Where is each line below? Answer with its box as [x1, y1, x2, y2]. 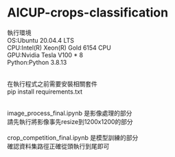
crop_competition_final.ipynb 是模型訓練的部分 [7, 133, 139, 142]
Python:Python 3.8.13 [7, 58, 67, 66]
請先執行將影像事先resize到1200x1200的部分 [7, 117, 134, 125]
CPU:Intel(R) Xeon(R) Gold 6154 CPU [7, 43, 111, 52]
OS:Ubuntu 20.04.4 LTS [7, 36, 74, 44]
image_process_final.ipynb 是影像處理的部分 [7, 109, 132, 117]
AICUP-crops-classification [7, 5, 169, 21]
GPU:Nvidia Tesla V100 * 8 [7, 50, 84, 59]
